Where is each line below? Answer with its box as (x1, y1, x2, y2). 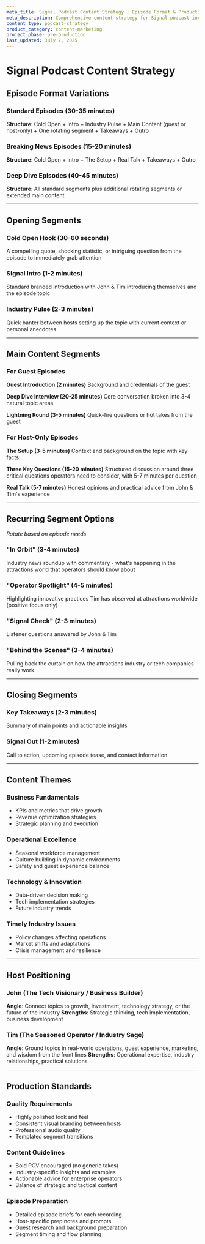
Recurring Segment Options (6, 514, 115, 524)
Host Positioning (6, 970, 71, 980)
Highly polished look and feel (15, 1113, 88, 1120)
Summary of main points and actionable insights (6, 722, 128, 729)
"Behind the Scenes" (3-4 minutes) (6, 646, 114, 654)
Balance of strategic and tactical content (15, 1182, 118, 1189)
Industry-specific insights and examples (15, 1169, 116, 1176)
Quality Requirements (6, 1100, 73, 1108)
